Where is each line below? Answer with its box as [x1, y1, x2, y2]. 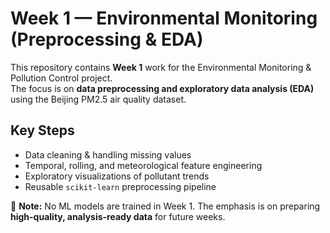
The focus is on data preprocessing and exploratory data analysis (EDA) [10, 82, 315, 94]
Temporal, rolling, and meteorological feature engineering [24, 159, 263, 171]
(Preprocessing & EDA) [10, 28, 204, 51]
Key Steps [10, 122, 75, 139]
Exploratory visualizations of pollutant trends [24, 170, 210, 182]
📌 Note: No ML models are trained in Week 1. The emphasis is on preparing [10, 200, 321, 212]
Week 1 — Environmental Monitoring [10, 7, 318, 30]
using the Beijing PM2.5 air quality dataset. [10, 93, 187, 105]
